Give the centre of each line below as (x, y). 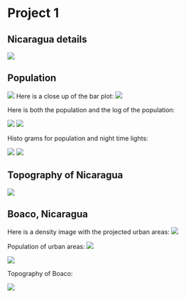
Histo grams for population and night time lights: (78, 138)
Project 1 (33, 13)
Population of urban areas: (46, 247)
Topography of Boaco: (40, 274)
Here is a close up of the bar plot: (65, 96)
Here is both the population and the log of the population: (91, 110)
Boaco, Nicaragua (48, 214)
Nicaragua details (47, 39)
